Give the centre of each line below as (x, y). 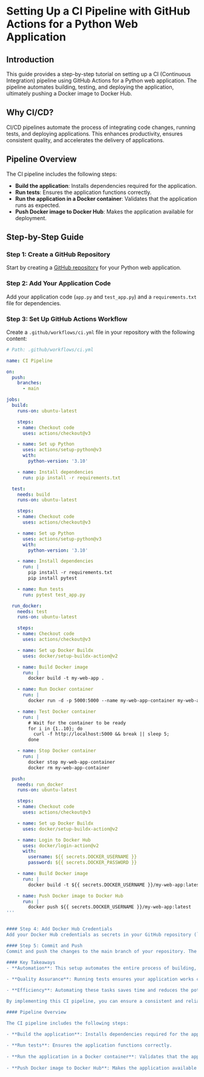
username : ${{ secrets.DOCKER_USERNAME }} (83, 857)
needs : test (32, 611)
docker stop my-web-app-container (72, 762)
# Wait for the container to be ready (77, 723)
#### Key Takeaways (31, 962)
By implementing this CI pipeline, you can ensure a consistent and (95, 1002)
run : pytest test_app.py (54, 595)
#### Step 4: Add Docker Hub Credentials (59, 929)
